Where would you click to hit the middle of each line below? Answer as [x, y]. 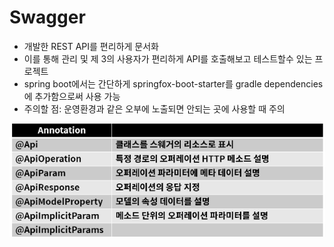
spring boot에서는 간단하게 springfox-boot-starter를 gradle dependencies [173, 83]
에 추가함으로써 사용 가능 [72, 96]
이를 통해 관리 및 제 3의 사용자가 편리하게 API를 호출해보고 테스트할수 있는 [168, 58]
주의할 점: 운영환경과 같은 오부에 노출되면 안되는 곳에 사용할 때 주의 [154, 108]
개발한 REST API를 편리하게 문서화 [91, 46]
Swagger [47, 17]
